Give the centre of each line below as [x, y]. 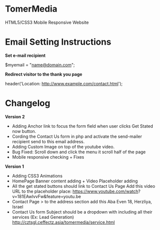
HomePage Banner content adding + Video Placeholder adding [75, 181]
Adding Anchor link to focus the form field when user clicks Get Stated [82, 126]
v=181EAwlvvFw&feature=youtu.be [47, 196]
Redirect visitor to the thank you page [44, 74]
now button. [24, 131]
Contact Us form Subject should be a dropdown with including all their [82, 212]
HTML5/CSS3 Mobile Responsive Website [47, 22]
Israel [17, 207]
